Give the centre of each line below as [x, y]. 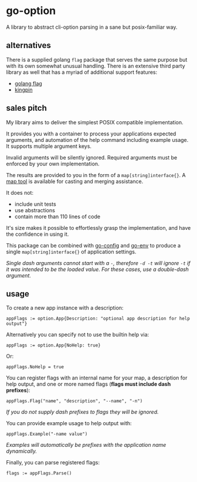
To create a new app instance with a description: [65, 308]
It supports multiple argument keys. [49, 146]
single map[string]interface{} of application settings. [71, 252]
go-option [31, 11]
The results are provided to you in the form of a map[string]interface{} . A [96, 175]
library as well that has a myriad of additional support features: [82, 72]
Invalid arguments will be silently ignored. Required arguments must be [92, 157]
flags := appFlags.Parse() [39, 473]
